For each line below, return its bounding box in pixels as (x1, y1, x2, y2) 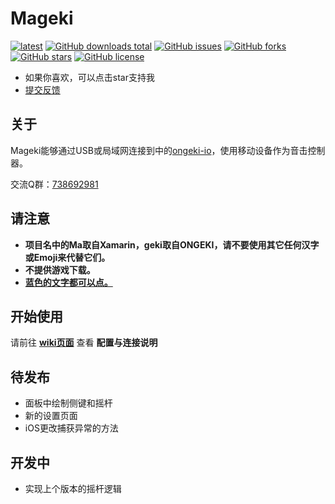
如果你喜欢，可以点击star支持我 (24, 71, 155, 83)
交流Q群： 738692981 (10, 178, 99, 190)
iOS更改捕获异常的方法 (24, 422, 119, 434)
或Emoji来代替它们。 (24, 251, 111, 263)
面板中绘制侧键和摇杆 (24, 397, 113, 409)
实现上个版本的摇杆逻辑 (24, 483, 122, 494)
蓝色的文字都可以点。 (24, 276, 113, 288)
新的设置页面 (24, 410, 78, 422)
